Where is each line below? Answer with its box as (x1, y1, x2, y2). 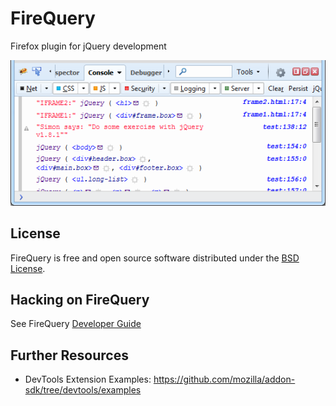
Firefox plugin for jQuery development (10, 40, 167, 52)
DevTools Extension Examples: (24, 373, 152, 386)
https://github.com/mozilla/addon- (153, 373, 296, 386)
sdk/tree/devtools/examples (24, 384, 142, 396)
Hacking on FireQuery (10, 292, 150, 309)
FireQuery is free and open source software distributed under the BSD (10, 252, 300, 264)
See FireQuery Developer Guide (10, 318, 142, 330)
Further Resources (10, 347, 129, 364)
